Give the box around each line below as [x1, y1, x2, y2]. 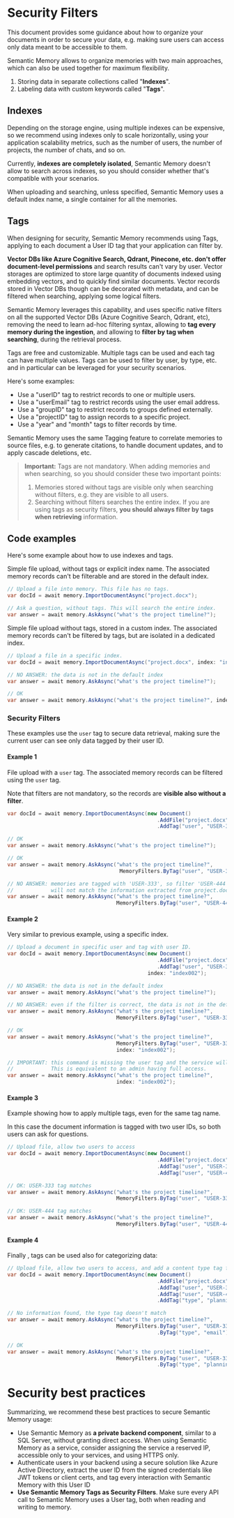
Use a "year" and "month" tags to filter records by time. [17, 420, 178, 429]
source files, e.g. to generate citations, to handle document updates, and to [7, 441, 224, 449]
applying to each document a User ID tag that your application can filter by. [7, 241, 223, 249]
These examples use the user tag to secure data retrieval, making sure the [7, 729, 221, 738]
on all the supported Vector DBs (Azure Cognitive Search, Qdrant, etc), [7, 313, 210, 321]
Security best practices [7, 1385, 146, 1401]
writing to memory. [17, 1503, 72, 1512]
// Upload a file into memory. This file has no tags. [7, 586, 170, 593]
